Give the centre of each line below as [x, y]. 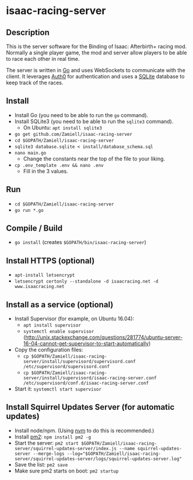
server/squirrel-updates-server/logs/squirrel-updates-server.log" [98, 459]
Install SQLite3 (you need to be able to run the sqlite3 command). [94, 121]
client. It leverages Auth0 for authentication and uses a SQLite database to [95, 76]
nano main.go [30, 153]
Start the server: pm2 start [46, 443]
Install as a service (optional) [60, 305]
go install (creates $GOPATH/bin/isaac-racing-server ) [80, 242]
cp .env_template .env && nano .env [59, 165]
